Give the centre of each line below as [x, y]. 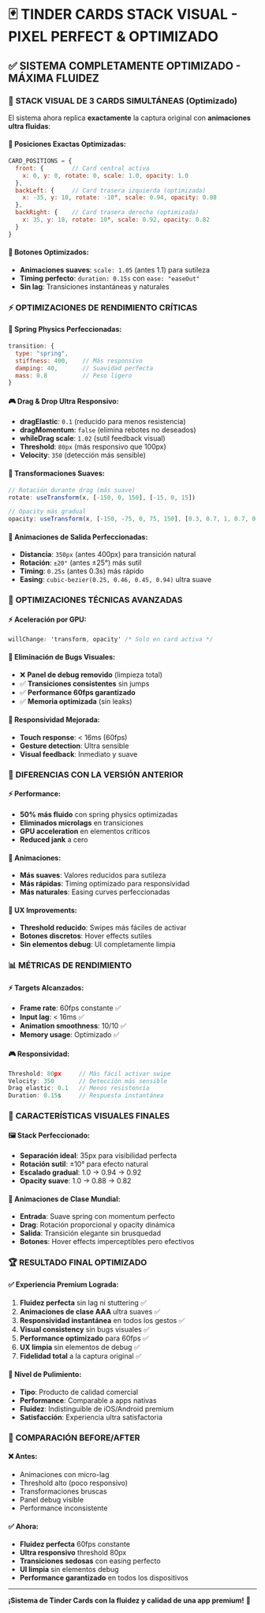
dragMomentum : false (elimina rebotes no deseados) [108, 430]
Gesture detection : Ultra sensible [74, 746]
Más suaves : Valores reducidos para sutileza [93, 875]
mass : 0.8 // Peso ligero [74, 375]
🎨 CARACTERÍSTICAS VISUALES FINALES [89, 1116]
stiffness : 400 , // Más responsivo [79, 361]
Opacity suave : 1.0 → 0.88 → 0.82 [75, 1181]
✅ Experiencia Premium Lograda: [63, 1284]
